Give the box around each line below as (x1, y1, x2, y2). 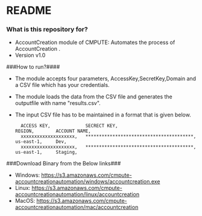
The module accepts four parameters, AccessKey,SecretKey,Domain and (14, 75, 197, 82)
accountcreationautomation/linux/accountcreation (14, 191, 140, 198)
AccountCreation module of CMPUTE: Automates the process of (14, 39, 175, 46)
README (6, 4, 52, 17)
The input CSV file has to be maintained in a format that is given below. (14, 111, 191, 118)
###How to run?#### (6, 63, 60, 71)
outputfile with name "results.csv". (14, 100, 101, 107)
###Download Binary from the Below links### (6, 160, 121, 167)
